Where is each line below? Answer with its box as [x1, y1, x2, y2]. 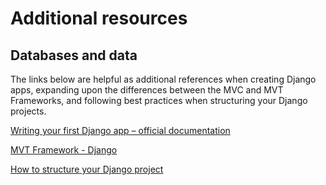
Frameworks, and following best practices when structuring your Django [10, 95, 308, 106]
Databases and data [10, 47, 138, 64]
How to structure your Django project [10, 163, 164, 175]
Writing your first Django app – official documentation [10, 125, 231, 136]
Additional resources [10, 7, 188, 30]
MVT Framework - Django [10, 144, 118, 156]
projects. [10, 105, 47, 117]
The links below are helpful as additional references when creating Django [10, 73, 317, 85]
